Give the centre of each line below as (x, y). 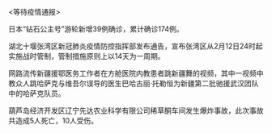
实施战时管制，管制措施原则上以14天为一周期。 (87, 56)
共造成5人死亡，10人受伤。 (53, 121)
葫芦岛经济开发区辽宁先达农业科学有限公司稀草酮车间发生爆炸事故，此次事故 (136, 110)
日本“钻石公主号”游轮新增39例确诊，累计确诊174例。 (96, 29)
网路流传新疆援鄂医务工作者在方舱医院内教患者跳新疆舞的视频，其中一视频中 (136, 73)
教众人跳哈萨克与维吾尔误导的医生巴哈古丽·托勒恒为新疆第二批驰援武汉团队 (134, 83)
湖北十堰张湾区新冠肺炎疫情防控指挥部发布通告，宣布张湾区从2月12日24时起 (136, 46)
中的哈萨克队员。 (37, 94)
